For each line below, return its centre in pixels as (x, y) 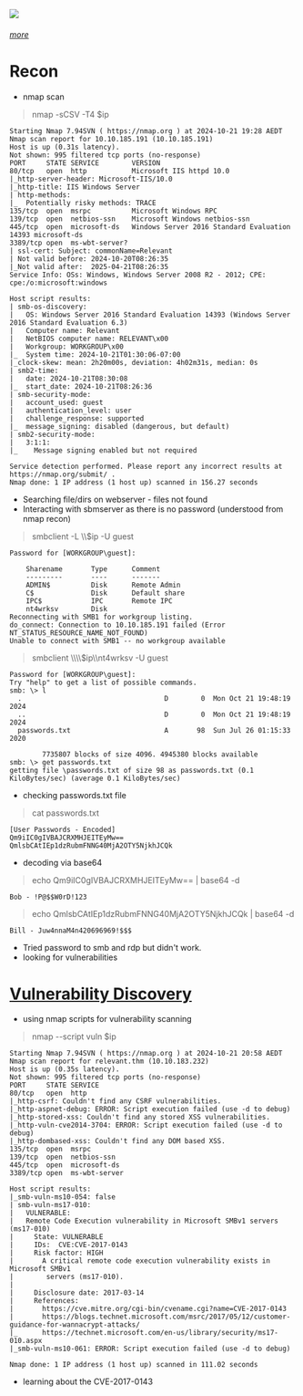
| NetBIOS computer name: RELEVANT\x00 (89, 339)
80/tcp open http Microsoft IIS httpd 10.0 (120, 171)
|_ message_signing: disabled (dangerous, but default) (120, 426)
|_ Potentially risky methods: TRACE (83, 203)
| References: (44, 1301)
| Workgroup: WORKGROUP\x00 (67, 347)
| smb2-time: (34, 370)
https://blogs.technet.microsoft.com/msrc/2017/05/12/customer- (167, 1317)
